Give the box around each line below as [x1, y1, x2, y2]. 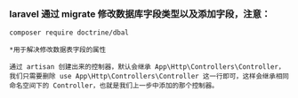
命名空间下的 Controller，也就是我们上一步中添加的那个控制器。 [9, 81, 220, 90]
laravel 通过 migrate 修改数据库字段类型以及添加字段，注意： [9, 7, 271, 19]
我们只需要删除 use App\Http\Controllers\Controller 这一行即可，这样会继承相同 [9, 72, 289, 81]
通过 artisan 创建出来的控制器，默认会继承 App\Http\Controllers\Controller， [9, 63, 286, 72]
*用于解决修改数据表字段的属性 [9, 46, 107, 55]
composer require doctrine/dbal [9, 28, 129, 37]
